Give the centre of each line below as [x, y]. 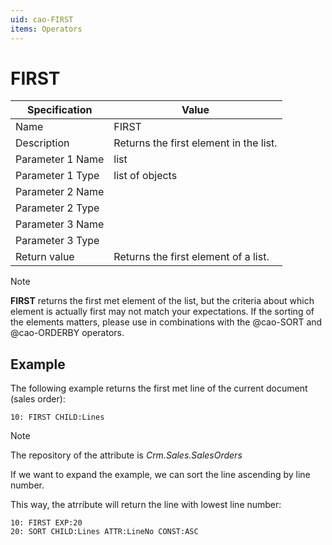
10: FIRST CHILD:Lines [57, 417]
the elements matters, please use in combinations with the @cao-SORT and [166, 322]
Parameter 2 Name [60, 192]
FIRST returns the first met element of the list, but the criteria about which [162, 301]
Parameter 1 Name [60, 159]
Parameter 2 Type [57, 208]
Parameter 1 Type [57, 176]
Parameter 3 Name [60, 224]
